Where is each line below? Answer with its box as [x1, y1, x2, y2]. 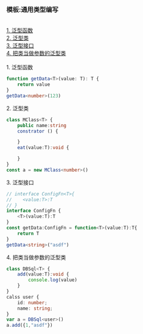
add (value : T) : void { [17, 271, 69, 277]
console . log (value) [28, 277, 78, 284]
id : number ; [17, 299, 47, 305]
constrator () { [17, 128, 59, 134]
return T [17, 230, 40, 237]
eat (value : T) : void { [17, 145, 69, 151]
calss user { [6, 294, 40, 300]
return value [17, 82, 51, 88]
